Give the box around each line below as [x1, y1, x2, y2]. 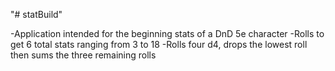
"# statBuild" [10, 9, 63, 20]
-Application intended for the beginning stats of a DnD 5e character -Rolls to [10, 28, 325, 39]
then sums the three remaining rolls [10, 49, 157, 61]
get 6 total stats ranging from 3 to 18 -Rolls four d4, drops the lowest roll [10, 39, 308, 50]
